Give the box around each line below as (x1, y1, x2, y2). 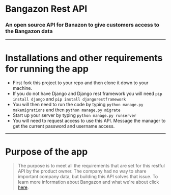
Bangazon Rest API (5, 3, 88, 15)
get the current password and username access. (12, 123, 115, 129)
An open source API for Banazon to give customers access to (5, 21, 159, 29)
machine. (12, 85, 33, 91)
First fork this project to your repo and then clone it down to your (12, 80, 149, 86)
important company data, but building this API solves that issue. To (17, 174, 158, 180)
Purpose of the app (5, 146, 88, 157)
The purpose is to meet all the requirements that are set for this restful (17, 163, 165, 169)
